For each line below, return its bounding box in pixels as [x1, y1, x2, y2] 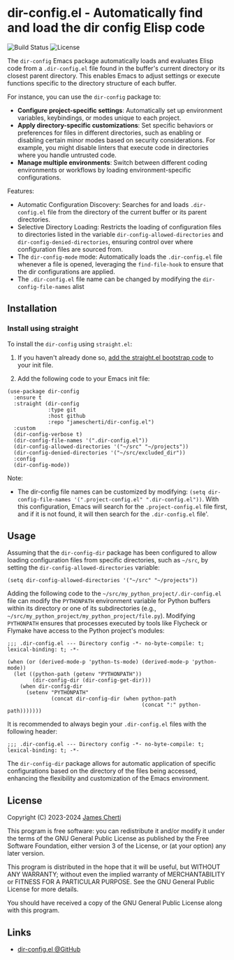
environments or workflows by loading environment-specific [17, 165, 191, 174]
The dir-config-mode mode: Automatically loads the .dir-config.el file [17, 252, 223, 261]
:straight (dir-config [13, 400, 80, 407]
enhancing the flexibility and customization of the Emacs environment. [7, 774, 210, 783]
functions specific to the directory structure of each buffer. [7, 79, 177, 87]
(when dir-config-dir [20, 683, 82, 690]
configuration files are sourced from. [17, 245, 124, 253]
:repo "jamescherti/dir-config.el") [47, 419, 155, 426]
